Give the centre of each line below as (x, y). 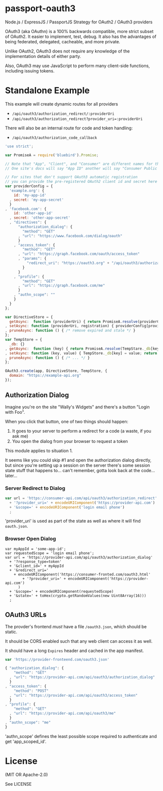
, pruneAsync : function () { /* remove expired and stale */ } (70, 331)
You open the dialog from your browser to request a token (70, 441)
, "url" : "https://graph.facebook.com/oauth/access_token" (79, 254)
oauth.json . (16, 526)
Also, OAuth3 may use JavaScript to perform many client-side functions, (78, 66)
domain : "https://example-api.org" (45, 376)
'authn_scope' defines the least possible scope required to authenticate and (81, 736)
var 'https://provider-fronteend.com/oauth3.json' (57, 659)
